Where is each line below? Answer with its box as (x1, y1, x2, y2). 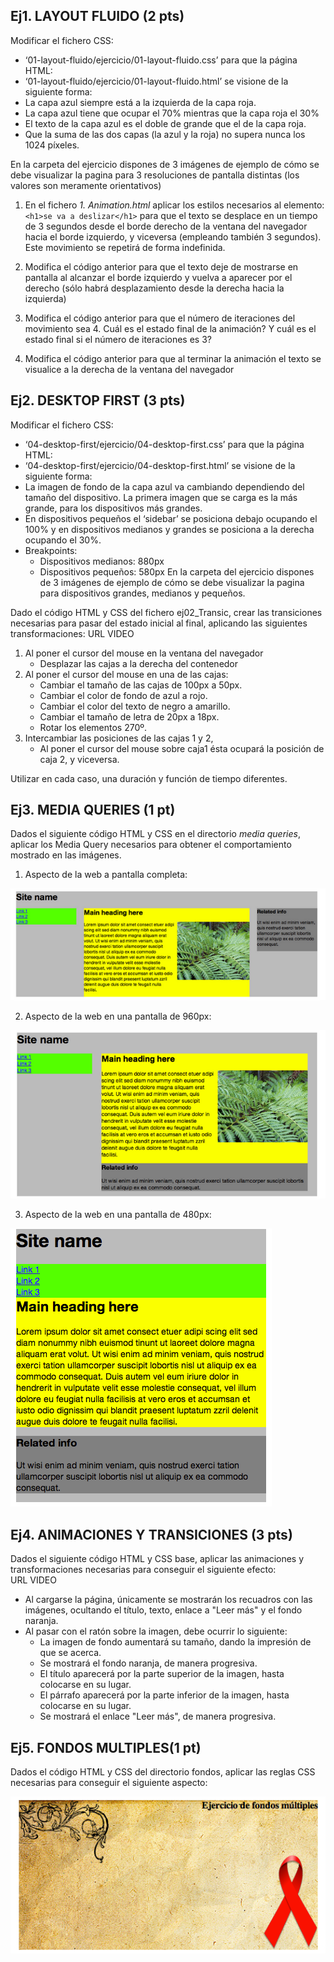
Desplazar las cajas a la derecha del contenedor (39, 657, 239, 669)
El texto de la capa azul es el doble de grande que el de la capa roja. (24, 117, 307, 129)
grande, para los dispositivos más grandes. (24, 502, 203, 514)
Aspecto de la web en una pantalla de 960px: (24, 1010, 212, 1023)
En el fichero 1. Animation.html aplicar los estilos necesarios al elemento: (24, 199, 325, 211)
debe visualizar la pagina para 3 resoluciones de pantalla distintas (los (10, 169, 300, 181)
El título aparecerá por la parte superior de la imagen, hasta (39, 1668, 285, 1680)
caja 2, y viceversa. (39, 753, 120, 765)
